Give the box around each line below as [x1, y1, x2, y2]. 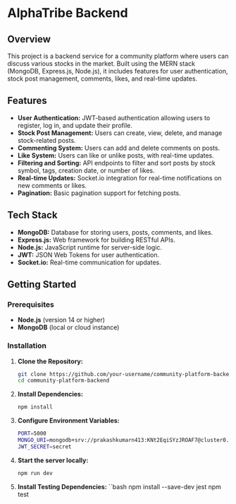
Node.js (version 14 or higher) [17, 316, 106, 324]
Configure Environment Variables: [17, 416, 120, 425]
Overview [7, 33, 51, 45]
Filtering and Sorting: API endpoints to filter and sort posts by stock [17, 158, 216, 167]
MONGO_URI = [17, 437, 50, 444]
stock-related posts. [17, 136, 76, 144]
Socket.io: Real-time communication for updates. [17, 258, 161, 266]
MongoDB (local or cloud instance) [17, 323, 120, 332]
